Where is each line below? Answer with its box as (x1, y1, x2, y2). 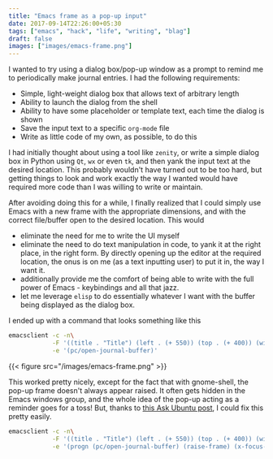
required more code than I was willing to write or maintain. (8, 182, 203, 192)
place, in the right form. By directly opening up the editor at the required (19, 249, 262, 258)
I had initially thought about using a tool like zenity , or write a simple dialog (8, 148, 260, 158)
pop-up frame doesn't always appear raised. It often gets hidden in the (8, 385, 246, 395)
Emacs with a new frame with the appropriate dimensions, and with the (8, 206, 246, 216)
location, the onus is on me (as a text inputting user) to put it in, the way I (19, 257, 265, 266)
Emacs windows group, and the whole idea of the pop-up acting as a (8, 394, 240, 404)
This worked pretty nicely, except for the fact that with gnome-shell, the (8, 377, 249, 387)
